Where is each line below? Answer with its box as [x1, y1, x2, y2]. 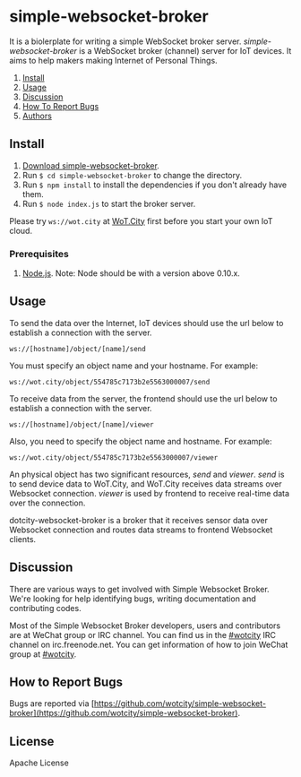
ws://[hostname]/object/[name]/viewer [9, 419, 154, 429]
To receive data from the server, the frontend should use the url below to [9, 393, 278, 404]
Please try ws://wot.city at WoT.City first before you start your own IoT [9, 215, 273, 226]
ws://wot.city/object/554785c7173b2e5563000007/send [9, 377, 211, 386]
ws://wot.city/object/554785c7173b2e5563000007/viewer [9, 453, 219, 462]
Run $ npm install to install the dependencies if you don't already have [21, 179, 288, 190]
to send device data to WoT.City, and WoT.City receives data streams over [9, 478, 282, 489]
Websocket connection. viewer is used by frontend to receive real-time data [9, 488, 289, 498]
